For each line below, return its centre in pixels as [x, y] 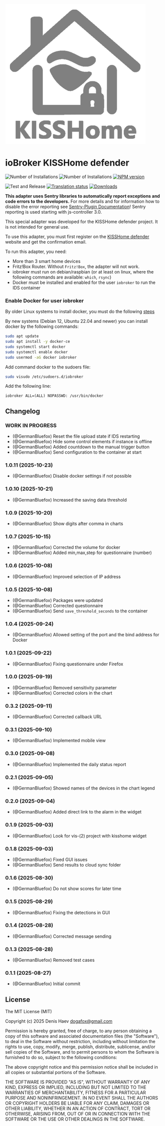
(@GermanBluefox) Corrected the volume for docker [66, 548]
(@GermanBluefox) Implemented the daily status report [69, 764]
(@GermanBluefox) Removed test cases [53, 960]
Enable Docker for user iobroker [44, 300]
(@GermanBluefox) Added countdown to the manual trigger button [81, 447]
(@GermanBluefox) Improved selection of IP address [67, 576]
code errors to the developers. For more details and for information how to [82, 201]
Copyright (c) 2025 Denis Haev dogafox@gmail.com [59, 1021]
